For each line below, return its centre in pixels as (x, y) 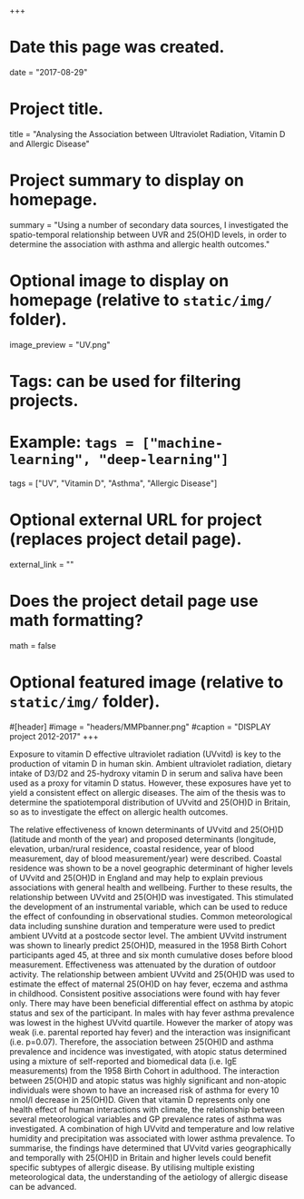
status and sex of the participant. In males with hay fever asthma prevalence (152, 1013)
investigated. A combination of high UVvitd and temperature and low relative (152, 1128)
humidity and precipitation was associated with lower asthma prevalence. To (152, 1138)
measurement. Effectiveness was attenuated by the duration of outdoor (143, 965)
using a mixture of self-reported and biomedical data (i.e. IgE (123, 1061)
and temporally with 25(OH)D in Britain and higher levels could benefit (140, 1157)
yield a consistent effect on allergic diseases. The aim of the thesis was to (147, 792)
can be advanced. (43, 1186)
